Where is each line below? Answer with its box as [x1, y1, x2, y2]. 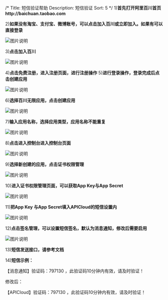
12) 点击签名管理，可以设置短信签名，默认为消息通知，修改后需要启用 [5, 225, 147, 231]
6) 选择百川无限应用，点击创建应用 [5, 97, 75, 103]
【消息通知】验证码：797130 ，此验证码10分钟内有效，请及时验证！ [5, 268, 144, 274]
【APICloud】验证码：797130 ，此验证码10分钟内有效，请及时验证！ [5, 289, 146, 295]
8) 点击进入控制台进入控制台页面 [5, 140, 71, 146]
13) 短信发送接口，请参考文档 [5, 247, 64, 252]
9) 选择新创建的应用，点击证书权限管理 [5, 162, 84, 167]
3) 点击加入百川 [5, 49, 36, 54]
